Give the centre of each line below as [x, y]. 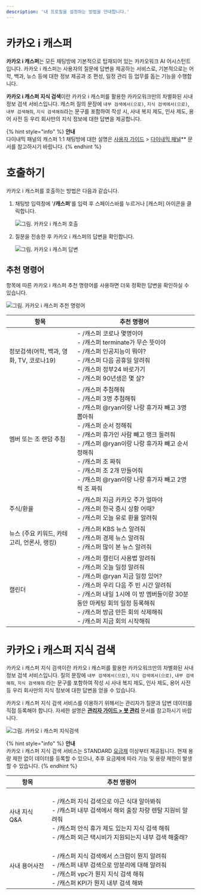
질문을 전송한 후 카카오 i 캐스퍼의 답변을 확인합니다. [74, 236]
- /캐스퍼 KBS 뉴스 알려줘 [111, 529]
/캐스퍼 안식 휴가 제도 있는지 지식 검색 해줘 [114, 828]
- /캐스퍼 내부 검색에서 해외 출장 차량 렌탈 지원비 [116, 810]
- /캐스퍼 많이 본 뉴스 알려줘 [114, 547]
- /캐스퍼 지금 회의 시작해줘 [114, 621]
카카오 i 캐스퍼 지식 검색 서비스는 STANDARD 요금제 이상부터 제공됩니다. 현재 [97, 751]
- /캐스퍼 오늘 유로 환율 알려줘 [117, 518]
